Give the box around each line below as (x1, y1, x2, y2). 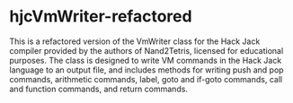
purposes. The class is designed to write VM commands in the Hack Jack (9, 55, 282, 65)
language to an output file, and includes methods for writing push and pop (9, 64, 285, 75)
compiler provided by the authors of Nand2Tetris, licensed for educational (9, 45, 284, 56)
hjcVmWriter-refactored (9, 6, 192, 27)
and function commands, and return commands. (9, 83, 189, 94)
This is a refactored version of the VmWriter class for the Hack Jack (9, 36, 261, 47)
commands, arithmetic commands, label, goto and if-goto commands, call (9, 73, 283, 84)
